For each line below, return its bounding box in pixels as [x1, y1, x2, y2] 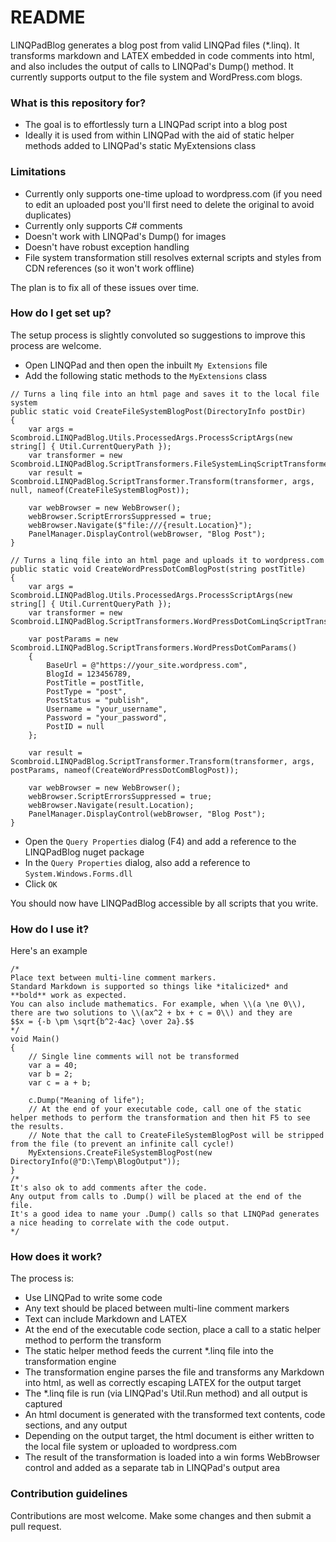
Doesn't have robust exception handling [24, 241, 190, 253]
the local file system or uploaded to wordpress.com [24, 1441, 238, 1453]
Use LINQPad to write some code [24, 1292, 163, 1304]
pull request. [10, 1520, 62, 1532]
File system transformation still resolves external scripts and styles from [24, 251, 322, 263]
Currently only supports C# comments [24, 219, 183, 231]
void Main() [10, 1034, 60, 1045]
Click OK [24, 877, 58, 890]
